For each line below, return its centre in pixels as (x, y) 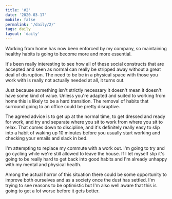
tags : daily (18, 29)
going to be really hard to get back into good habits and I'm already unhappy (86, 159)
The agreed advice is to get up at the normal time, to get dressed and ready (85, 116)
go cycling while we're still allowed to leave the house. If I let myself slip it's (85, 154)
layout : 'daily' (23, 34)
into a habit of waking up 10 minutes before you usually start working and (83, 133)
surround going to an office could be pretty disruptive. (63, 106)
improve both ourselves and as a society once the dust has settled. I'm (80, 180)
